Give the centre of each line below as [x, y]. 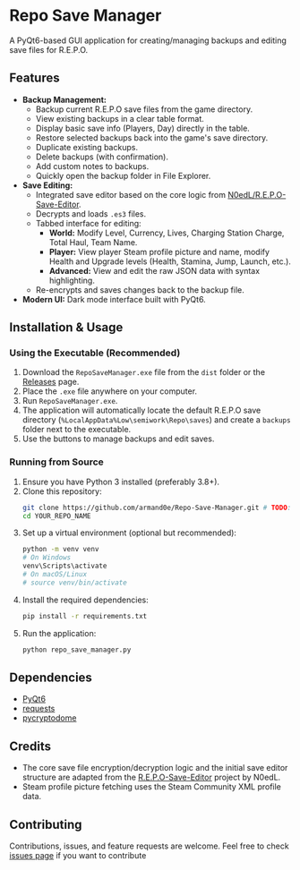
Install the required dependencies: [86, 600]
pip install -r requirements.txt [85, 616]
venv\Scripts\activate [64, 566]
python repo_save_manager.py [77, 650]
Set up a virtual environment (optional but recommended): [129, 533]
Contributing [46, 824]
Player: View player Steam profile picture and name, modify [159, 252]
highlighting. [72, 280]
